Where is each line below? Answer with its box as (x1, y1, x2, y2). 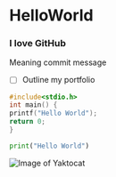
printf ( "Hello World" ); (9, 109, 98, 118)
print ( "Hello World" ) (9, 141, 90, 150)
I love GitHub (9, 37, 67, 50)
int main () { (9, 101, 58, 109)
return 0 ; (9, 117, 46, 126)
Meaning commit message (9, 57, 107, 68)
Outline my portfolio (21, 75, 95, 85)
